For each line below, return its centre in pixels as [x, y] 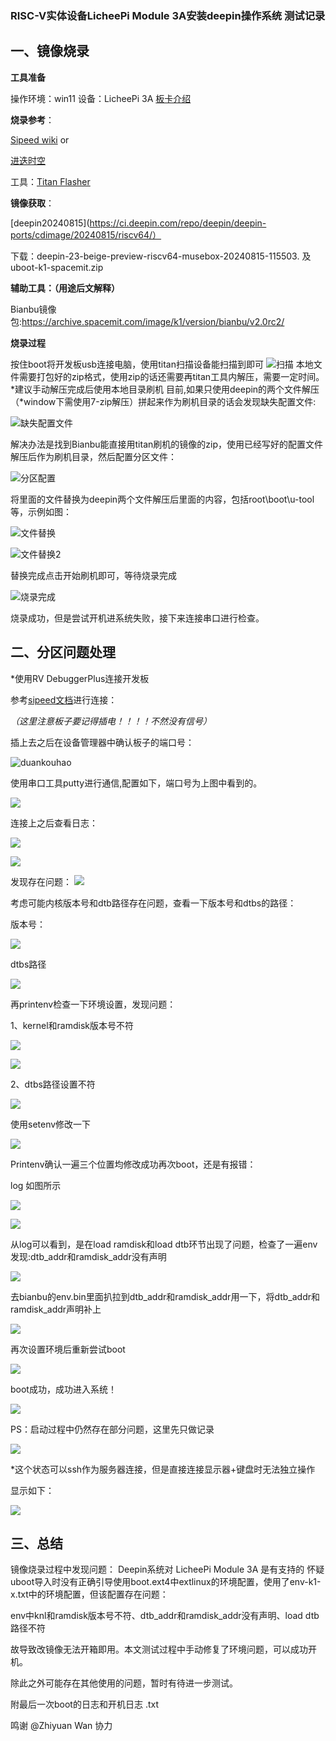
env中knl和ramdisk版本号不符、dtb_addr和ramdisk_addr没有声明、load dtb [165, 1616]
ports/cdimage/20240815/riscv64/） [86, 234]
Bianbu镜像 [33, 309]
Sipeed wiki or [40, 139]
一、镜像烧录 [50, 51]
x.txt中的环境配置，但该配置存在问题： [89, 1594]
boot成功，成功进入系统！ [63, 1389]
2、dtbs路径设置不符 [53, 1084]
